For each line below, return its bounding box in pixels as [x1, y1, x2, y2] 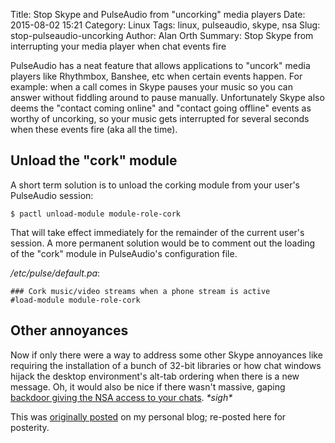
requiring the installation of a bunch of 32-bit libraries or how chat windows [10, 359, 322, 371]
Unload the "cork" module [10, 152, 178, 169]
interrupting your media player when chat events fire [10, 40, 227, 52]
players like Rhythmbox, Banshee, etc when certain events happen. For [10, 70, 303, 82]
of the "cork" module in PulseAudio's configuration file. [10, 247, 238, 259]
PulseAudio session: [10, 189, 94, 201]
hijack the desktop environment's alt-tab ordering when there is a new [10, 370, 300, 382]
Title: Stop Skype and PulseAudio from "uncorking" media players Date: [10, 9, 306, 20]
